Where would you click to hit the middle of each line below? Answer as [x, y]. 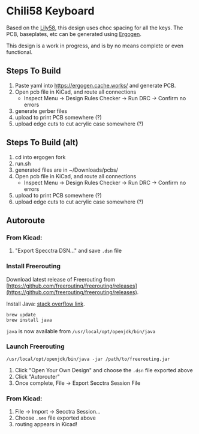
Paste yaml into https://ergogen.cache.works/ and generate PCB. [95, 85]
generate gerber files [41, 111]
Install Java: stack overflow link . [46, 304]
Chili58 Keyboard [50, 11]
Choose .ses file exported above [55, 418]
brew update [21, 315]
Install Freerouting [34, 267]
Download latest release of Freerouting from [61, 279]
